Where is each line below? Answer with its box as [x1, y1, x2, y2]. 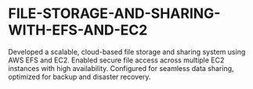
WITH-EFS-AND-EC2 [8, 21, 148, 39]
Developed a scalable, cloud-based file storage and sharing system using [8, 47, 246, 56]
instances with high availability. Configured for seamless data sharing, [8, 63, 234, 73]
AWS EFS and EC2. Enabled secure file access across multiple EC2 [8, 55, 225, 65]
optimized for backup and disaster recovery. [8, 72, 151, 81]
